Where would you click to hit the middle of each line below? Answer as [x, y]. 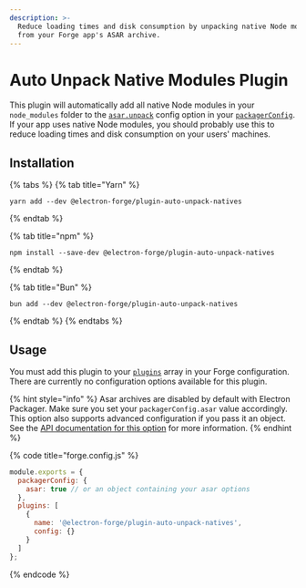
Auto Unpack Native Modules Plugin [149, 80]
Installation [42, 163]
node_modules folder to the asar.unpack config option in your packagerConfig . [153, 115]
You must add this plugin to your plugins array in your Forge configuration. [149, 371]
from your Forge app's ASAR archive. [89, 35]
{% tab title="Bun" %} [51, 287]
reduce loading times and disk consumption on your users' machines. [140, 134]
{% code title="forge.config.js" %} [74, 455]
